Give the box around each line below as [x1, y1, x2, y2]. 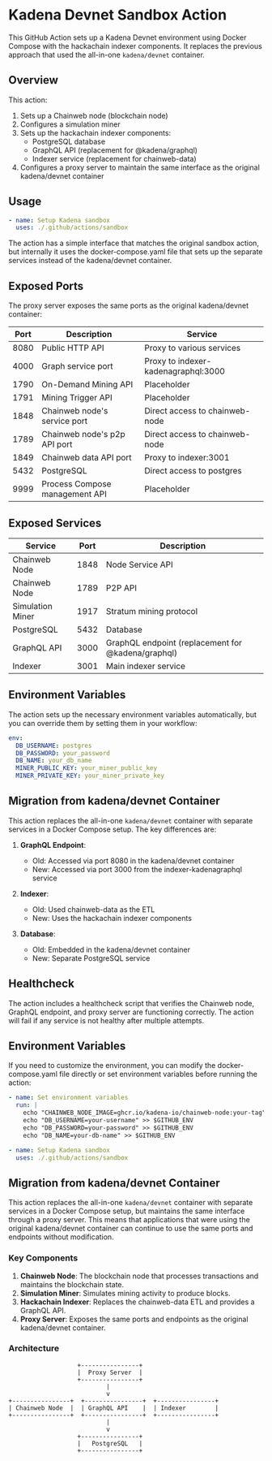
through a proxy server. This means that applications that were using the [8, 1215, 251, 1225]
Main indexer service [105, 660, 186, 672]
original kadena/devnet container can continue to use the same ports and [8, 1224, 253, 1234]
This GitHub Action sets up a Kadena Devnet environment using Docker [8, 32, 247, 42]
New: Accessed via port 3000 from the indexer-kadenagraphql [32, 864, 243, 874]
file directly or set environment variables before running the [59, 1070, 257, 1079]
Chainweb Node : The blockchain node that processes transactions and [19, 1271, 259, 1281]
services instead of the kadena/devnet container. [8, 256, 172, 266]
